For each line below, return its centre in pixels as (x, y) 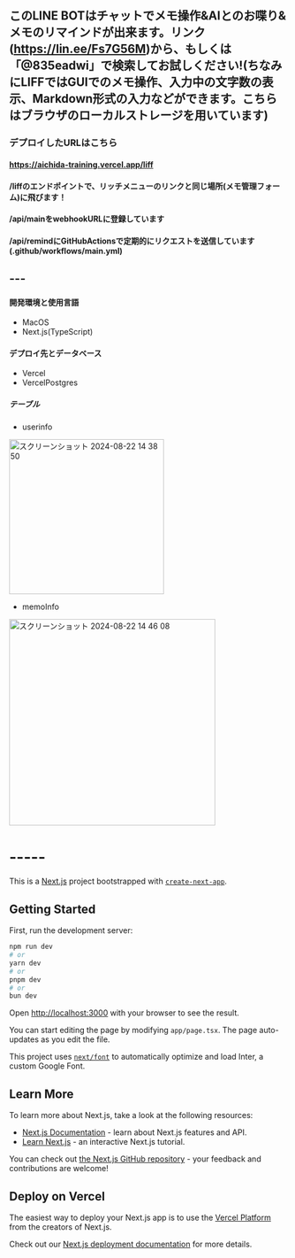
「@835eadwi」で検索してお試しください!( (129, 66)
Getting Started (53, 909)
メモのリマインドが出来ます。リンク (107, 32)
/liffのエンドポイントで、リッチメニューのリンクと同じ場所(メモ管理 (133, 186)
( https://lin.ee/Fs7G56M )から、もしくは (121, 49)
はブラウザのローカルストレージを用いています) (139, 116)
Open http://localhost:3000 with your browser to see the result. (125, 1013)
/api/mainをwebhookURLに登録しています (87, 219)
